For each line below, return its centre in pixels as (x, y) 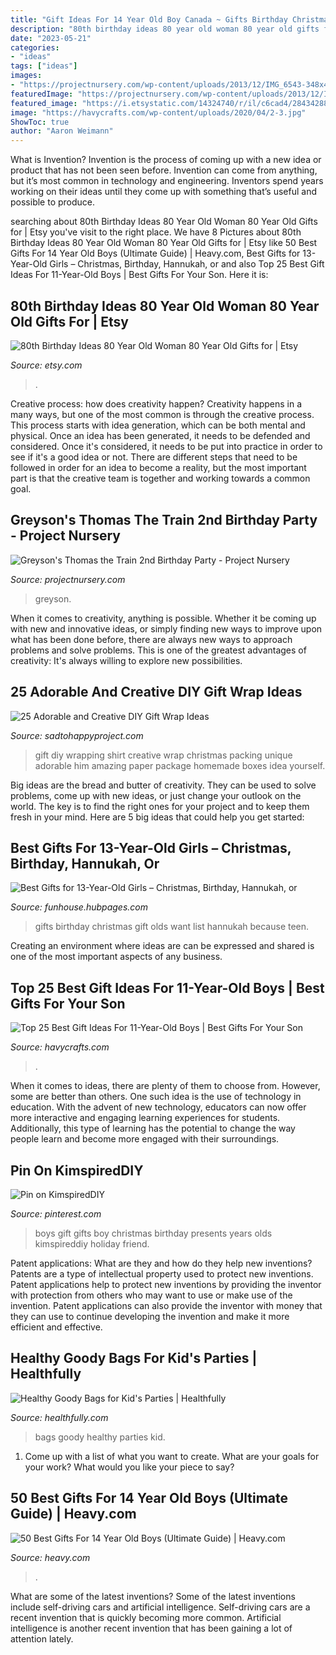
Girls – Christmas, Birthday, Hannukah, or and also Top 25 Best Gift (187, 264)
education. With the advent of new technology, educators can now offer (158, 1107)
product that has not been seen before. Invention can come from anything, (164, 170)
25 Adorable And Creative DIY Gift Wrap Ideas (156, 692)
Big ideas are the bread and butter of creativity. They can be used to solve (163, 785)
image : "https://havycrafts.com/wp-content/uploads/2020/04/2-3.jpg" (158, 112)
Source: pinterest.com (56, 1214)
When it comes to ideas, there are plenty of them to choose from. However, (165, 1086)
